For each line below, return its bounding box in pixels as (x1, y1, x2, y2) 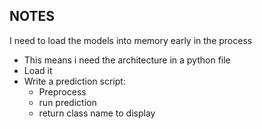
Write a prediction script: (23, 75, 126, 87)
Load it (23, 64, 53, 76)
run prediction (38, 96, 97, 108)
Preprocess (38, 85, 87, 98)
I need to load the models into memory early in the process (9, 34, 253, 46)
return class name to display (38, 107, 156, 119)
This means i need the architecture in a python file (23, 54, 231, 66)
